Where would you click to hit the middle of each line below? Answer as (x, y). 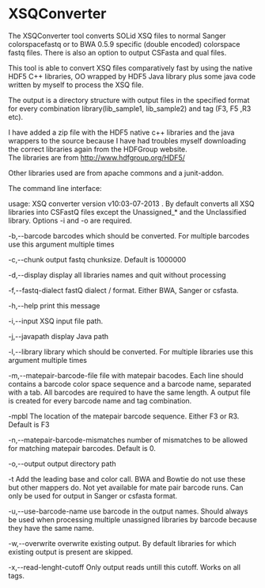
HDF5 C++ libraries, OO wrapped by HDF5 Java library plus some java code (132, 76)
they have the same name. (51, 528)
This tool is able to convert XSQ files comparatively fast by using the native (131, 67)
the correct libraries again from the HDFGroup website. (98, 149)
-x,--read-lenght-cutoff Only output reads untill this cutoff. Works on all (125, 567)
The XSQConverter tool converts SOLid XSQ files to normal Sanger (117, 36)
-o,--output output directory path (62, 464)
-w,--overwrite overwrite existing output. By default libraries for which (123, 543)
